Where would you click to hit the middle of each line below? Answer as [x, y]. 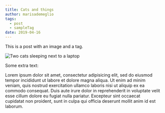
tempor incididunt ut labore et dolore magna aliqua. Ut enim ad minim [75, 80]
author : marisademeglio [30, 14]
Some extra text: [22, 65]
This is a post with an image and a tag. [44, 46]
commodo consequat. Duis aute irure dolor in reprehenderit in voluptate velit [82, 91]
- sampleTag [22, 28]
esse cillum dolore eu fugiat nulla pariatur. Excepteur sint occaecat [73, 96]
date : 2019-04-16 [23, 32]
